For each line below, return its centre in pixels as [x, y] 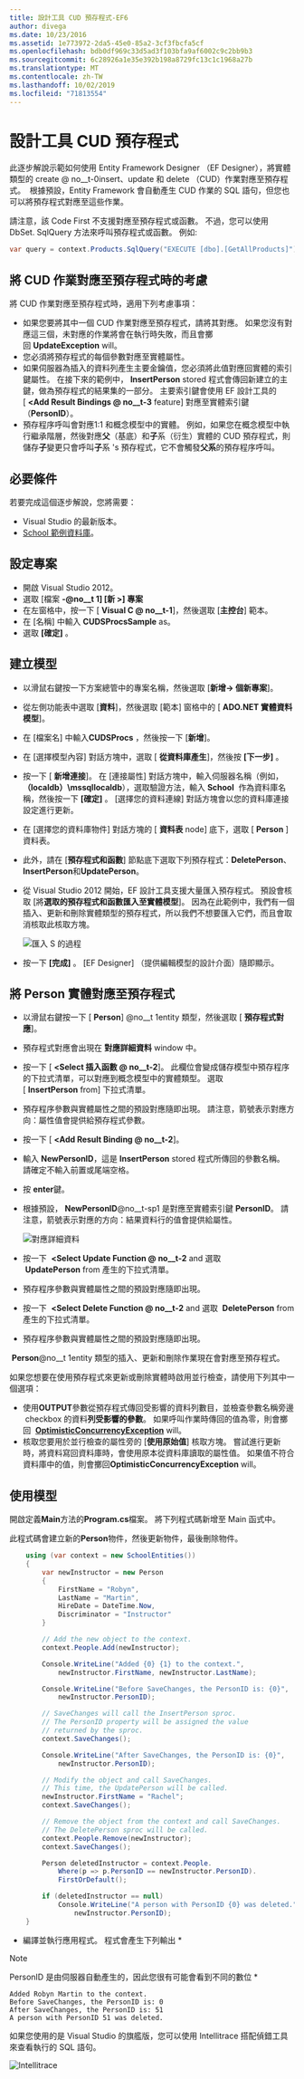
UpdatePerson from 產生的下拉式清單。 [99, 1269]
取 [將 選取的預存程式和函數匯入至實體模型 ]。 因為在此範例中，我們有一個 [158, 901]
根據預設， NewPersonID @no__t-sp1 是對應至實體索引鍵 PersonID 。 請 [156, 1209]
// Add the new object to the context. [117, 1640]
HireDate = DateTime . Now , [106, 1606]
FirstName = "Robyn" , [99, 1589]
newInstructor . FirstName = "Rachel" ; [113, 1797]
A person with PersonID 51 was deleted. [87, 2017]
